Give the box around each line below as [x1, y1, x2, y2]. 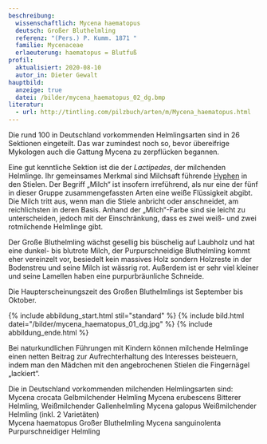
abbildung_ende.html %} [8, 328, 89, 337]
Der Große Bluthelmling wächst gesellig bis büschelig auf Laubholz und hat [8, 237, 255, 247]
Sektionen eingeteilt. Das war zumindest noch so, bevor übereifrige [8, 139, 230, 148]
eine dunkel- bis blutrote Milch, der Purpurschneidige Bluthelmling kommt [8, 246, 250, 256]
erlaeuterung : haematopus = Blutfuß [15, 49, 137, 57]
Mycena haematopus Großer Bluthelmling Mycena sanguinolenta [8, 418, 222, 427]
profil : [8, 57, 34, 65]
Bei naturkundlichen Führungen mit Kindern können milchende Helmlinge [8, 343, 249, 352]
